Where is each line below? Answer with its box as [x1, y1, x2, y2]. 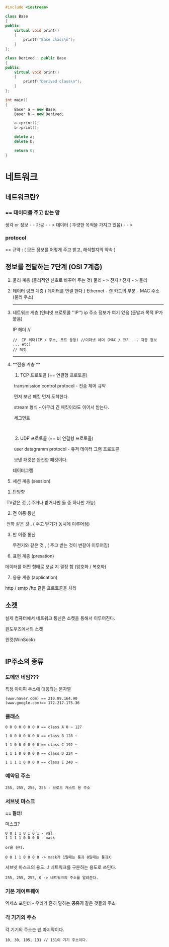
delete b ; [14, 139, 35, 144]
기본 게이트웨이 [5, 888, 40, 895]
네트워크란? [5, 193, 40, 201]
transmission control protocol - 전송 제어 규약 [14, 382, 106, 388]
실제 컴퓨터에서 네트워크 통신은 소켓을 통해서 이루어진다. [5, 615, 116, 621]
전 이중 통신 [12, 510, 36, 516]
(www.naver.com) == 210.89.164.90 [5, 696, 78, 701]
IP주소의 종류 [5, 657, 44, 666]
